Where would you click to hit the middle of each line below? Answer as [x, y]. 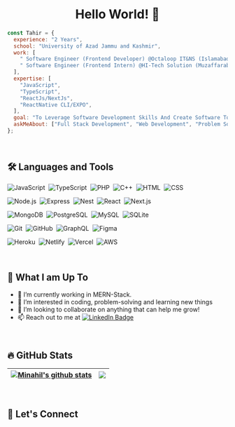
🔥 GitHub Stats [40, 355]
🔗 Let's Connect [43, 414]
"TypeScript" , [40, 91]
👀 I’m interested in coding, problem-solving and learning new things [115, 301]
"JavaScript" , [40, 85]
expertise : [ [33, 79]
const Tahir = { [31, 33]
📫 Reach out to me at [49, 317]
